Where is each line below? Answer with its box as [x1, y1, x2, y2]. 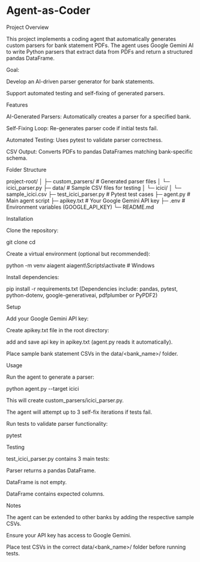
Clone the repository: [6, 227, 59, 234]
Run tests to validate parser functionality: [6, 420, 108, 427]
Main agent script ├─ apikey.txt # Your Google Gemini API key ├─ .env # [6, 197, 186, 204]
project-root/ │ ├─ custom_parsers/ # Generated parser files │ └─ [6, 177, 170, 185]
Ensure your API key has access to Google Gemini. [6, 531, 132, 538]
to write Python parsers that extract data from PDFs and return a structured [6, 48, 193, 55]
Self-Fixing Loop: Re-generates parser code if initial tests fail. [6, 124, 158, 131]
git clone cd [6, 238, 36, 245]
